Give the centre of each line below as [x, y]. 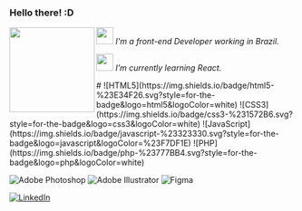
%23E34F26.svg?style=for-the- [156, 95]
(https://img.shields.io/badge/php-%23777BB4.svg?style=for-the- [133, 153]
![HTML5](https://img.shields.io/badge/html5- [189, 86]
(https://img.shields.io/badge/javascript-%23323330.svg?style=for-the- [144, 134]
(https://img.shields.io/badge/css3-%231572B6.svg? [195, 114]
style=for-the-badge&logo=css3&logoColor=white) [105, 124]
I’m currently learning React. [168, 68]
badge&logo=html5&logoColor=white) [167, 105]
